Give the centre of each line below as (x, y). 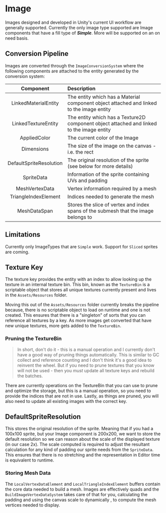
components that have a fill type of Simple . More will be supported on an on (83, 33)
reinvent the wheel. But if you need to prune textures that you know (86, 365)
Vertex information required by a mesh (112, 188)
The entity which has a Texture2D (106, 117)
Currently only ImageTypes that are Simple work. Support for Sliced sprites (82, 246)
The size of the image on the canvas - (112, 146)
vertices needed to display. (33, 505)
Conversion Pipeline (37, 54)
